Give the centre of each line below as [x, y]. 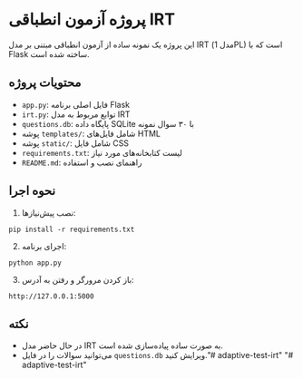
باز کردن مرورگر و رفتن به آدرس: [78, 279]
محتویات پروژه [45, 83]
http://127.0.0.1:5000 [51, 296]
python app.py [35, 263]
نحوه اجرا [32, 191]
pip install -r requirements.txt [72, 229]
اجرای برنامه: [44, 246]
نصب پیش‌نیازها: [49, 212]
